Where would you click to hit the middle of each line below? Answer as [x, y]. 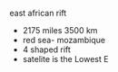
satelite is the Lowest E [65, 59]
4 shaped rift [46, 49]
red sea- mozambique [64, 40]
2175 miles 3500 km [60, 30]
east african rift [38, 13]
